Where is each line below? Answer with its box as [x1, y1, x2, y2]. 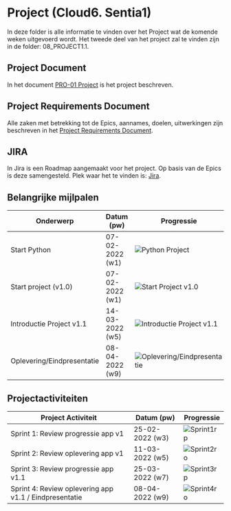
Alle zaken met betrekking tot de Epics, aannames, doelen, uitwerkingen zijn [7, 118, 223, 127]
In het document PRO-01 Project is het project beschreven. [7, 81, 174, 89]
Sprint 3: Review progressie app [10, 464, 114, 473]
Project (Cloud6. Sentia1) [7, 5, 152, 21]
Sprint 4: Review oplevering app [10, 484, 113, 493]
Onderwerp [35, 216, 74, 226]
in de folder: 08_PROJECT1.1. [7, 42, 89, 50]
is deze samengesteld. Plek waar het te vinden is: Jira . [7, 171, 162, 180]
